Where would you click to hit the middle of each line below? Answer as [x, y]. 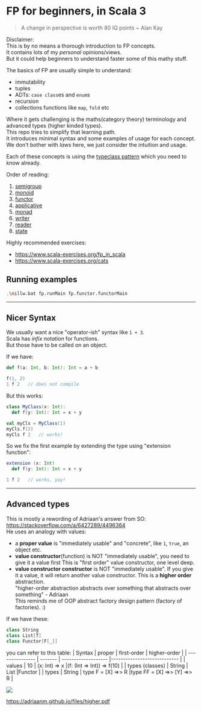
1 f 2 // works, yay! [36, 480]
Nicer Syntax [31, 318]
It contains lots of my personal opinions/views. [64, 52]
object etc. [28, 550]
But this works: [25, 396]
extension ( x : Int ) [31, 464]
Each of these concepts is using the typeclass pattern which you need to [96, 156]
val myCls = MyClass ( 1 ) [36, 423]
